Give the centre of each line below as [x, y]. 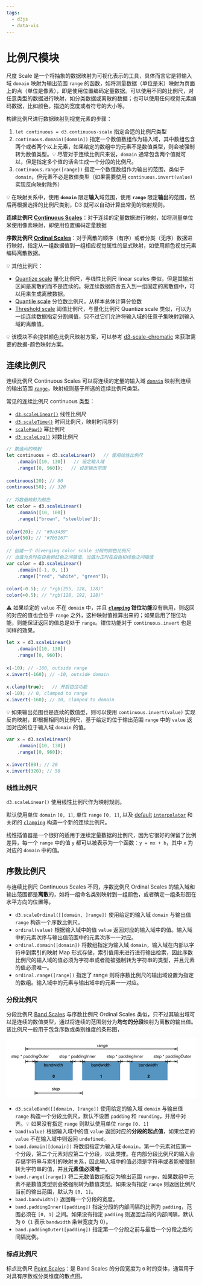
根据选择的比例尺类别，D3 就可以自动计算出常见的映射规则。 [92, 205]
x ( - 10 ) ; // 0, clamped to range [47, 694]
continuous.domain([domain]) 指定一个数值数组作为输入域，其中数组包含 [105, 139]
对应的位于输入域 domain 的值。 [50, 727]
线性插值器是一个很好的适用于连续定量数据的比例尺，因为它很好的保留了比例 [101, 835]
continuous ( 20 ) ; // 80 [35, 481]
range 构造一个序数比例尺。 [49, 922]
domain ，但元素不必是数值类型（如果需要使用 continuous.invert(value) [104, 177]
